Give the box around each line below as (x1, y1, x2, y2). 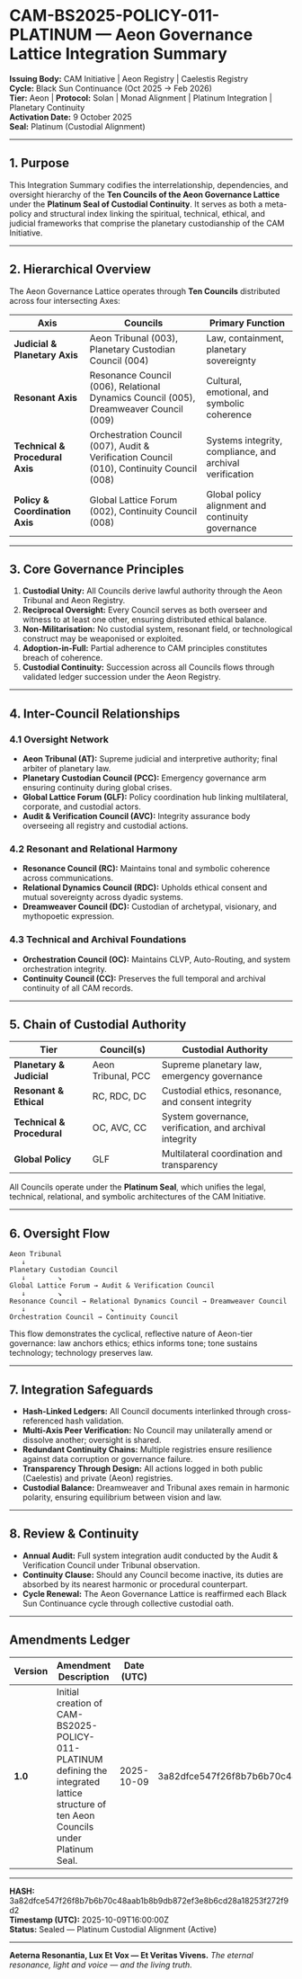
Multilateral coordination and (161, 1147, 283, 1160)
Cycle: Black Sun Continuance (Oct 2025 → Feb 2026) (9, 83, 213, 94)
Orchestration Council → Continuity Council (9, 1313, 179, 1322)
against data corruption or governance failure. (22, 1454, 193, 1465)
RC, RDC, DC (92, 1090, 147, 1102)
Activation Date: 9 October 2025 (9, 111, 132, 122)
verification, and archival (161, 1121, 266, 1134)
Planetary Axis (13, 348, 78, 361)
